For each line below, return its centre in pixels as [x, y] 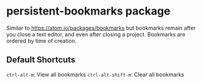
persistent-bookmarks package [88, 11]
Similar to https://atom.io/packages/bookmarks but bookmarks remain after [101, 28]
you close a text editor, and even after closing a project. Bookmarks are [96, 34]
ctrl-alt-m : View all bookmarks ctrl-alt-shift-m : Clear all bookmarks [95, 75]
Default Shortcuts [41, 60]
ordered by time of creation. [41, 41]
